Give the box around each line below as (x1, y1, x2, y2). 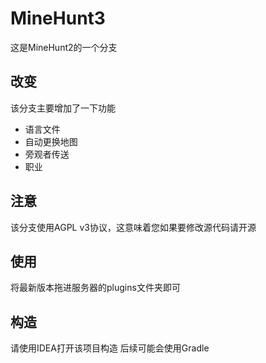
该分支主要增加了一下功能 (10, 102, 116, 114)
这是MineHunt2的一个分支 (10, 41, 118, 53)
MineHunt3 (10, 7, 106, 30)
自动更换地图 (24, 135, 78, 147)
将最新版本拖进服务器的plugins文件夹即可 (10, 282, 181, 294)
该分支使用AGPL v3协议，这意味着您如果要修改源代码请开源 (10, 221, 257, 233)
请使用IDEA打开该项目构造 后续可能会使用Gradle (10, 342, 210, 354)
